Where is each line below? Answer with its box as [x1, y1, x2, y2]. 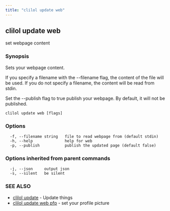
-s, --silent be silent [10, 171, 65, 176]
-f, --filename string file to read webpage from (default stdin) [10, 134, 159, 139]
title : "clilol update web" [5, 7, 65, 13]
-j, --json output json [10, 166, 70, 172]
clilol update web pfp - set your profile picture [12, 200, 110, 206]
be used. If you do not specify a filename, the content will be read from [5, 80, 155, 86]
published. [5, 100, 28, 107]
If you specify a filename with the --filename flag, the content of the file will [5, 74, 164, 80]
